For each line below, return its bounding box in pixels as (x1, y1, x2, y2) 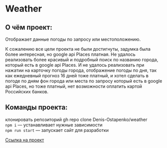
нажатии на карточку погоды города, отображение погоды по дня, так (5, 67, 157, 73)
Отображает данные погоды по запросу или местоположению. (5, 36, 141, 42)
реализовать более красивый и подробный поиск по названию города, (5, 57, 158, 63)
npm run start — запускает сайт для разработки (5, 127, 109, 133)
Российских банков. (5, 89, 49, 94)
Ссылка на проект (5, 136, 44, 143)
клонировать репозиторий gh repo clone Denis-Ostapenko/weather (5, 116, 147, 122)
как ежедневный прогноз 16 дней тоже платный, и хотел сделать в (5, 73, 149, 78)
